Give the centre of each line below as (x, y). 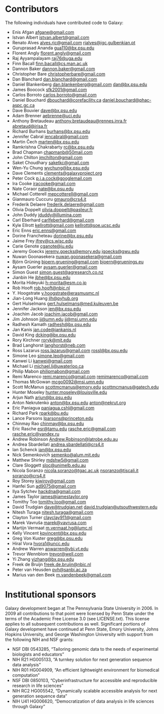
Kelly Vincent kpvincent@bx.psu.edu (49, 533)
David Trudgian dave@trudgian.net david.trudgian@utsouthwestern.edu (85, 507)
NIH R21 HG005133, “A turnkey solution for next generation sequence (82, 659)
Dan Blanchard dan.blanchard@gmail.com (55, 79)
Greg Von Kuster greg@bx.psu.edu (47, 538)
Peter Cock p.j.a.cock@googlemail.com (52, 178)
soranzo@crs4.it (29, 475)
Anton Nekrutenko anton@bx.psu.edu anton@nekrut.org (69, 402)
